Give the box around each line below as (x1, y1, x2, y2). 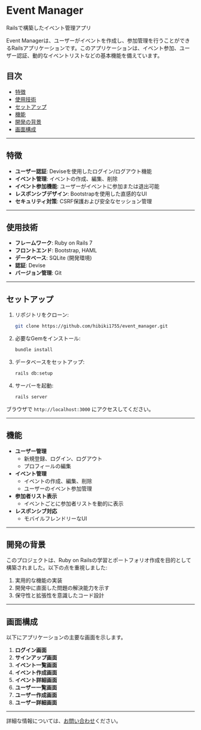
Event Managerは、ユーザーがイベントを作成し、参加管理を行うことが (6, 37, 180, 44)
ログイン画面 (14, 647, 47, 654)
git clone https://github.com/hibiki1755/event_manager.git (14, 323, 168, 330)
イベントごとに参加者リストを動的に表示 (23, 500, 124, 507)
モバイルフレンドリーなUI (23, 515, 87, 522)
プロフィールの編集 (23, 462, 72, 469)
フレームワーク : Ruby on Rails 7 (14, 239, 93, 246)
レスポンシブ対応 (14, 507, 57, 514)
